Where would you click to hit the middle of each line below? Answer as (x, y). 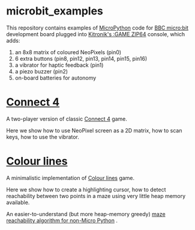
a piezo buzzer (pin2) (41, 71)
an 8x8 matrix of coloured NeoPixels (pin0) (68, 52)
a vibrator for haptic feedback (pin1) (59, 65)
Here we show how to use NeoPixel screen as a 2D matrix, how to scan (94, 130)
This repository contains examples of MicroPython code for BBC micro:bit (97, 28)
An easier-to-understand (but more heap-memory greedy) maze (86, 214)
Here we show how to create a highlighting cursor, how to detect (86, 189)
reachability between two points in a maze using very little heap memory (96, 196)
